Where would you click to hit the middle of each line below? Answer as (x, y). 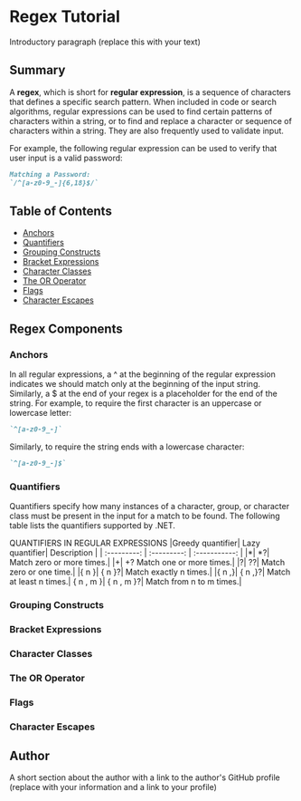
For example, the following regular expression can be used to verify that (143, 148)
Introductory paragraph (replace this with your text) (105, 42)
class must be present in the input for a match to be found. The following (145, 516)
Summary (38, 70)
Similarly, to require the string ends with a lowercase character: (127, 447)
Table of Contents (61, 211)
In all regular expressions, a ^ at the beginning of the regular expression (142, 374)
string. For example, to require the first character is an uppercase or (136, 403)
